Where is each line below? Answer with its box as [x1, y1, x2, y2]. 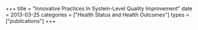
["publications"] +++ [5, 18, 56, 24]
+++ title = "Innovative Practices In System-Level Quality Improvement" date [5, 5, 193, 12]
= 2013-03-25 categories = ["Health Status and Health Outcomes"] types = [5, 11, 190, 18]
